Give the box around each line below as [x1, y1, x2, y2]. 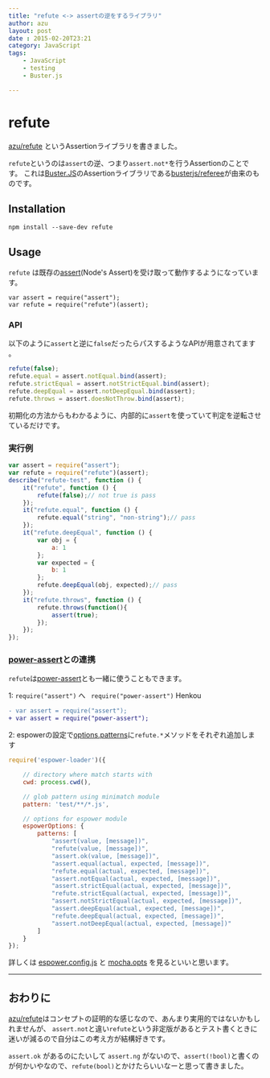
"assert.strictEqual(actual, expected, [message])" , [51, 882, 231, 890]
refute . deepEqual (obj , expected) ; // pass [37, 581, 178, 589]
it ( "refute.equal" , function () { [22, 506, 138, 514]
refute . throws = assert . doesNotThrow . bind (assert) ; [8, 394, 185, 403]
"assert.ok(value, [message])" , [51, 852, 160, 860]
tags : [8, 49, 27, 57]
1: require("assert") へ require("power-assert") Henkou [8, 691, 202, 700]
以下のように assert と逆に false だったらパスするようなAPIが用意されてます [8, 339, 256, 349]
